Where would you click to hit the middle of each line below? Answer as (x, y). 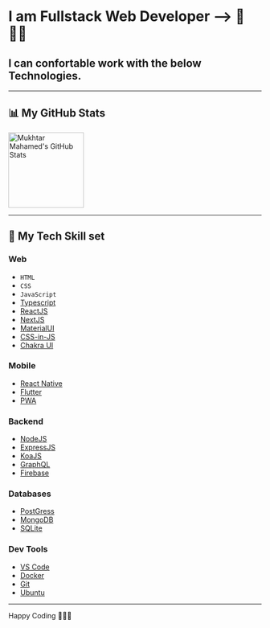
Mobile (22, 366)
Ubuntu (33, 592)
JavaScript (38, 294)
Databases (30, 494)
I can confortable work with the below (105, 63)
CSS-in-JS (37, 336)
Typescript (38, 302)
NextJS (32, 319)
